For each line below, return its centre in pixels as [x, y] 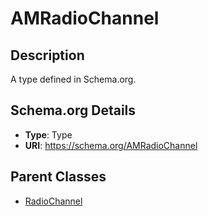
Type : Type [48, 134]
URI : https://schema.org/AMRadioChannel [111, 145]
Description [47, 55]
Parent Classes [58, 177]
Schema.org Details [73, 110]
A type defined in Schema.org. [73, 79]
